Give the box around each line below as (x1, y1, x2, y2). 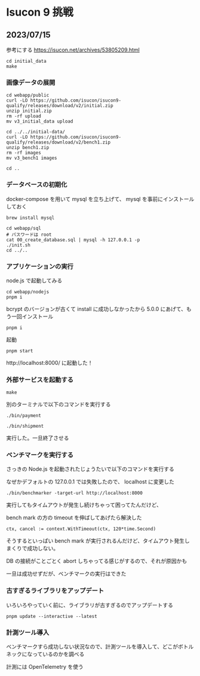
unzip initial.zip (6, 108, 52, 114)
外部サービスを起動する (6, 375, 73, 383)
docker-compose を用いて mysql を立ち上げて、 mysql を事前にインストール (6, 195, 195, 202)
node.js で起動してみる (6, 276, 63, 284)
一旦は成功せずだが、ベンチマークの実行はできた (6, 570, 127, 577)
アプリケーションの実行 (6, 262, 73, 270)
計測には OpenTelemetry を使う (6, 663, 84, 671)
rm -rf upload (6, 113, 42, 120)
